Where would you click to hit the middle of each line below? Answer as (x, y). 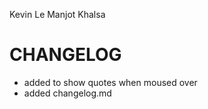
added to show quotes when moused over (110, 82)
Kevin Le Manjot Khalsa (57, 14)
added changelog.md (67, 93)
